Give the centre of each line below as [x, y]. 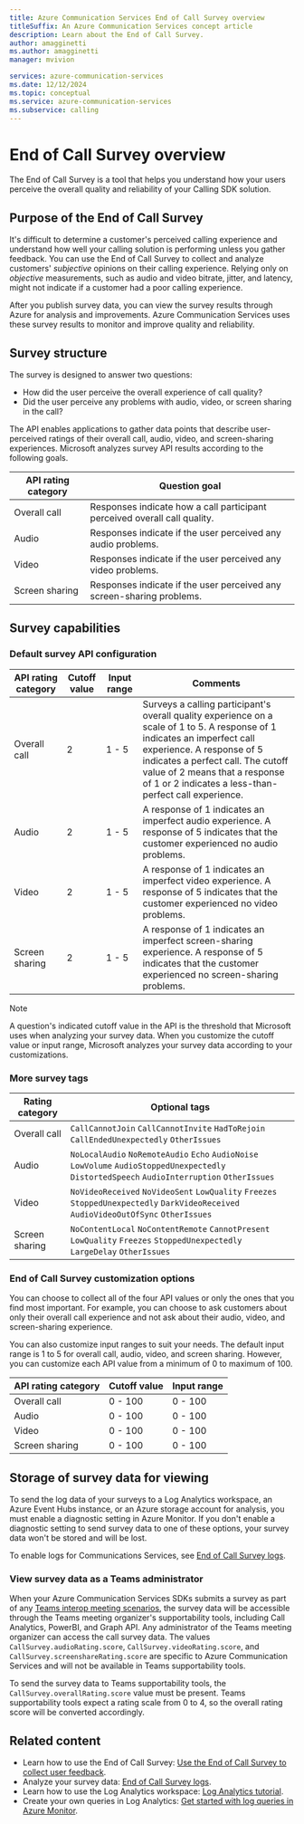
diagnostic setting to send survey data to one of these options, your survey [149, 1528]
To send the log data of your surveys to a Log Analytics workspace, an [141, 1500]
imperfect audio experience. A [207, 820]
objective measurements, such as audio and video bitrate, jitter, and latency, [151, 278]
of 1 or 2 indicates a [185, 783]
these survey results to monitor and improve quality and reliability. [132, 325]
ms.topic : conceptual [50, 93]
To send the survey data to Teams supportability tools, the [118, 1684]
